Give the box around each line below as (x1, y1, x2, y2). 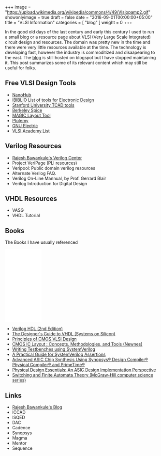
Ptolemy (12, 117, 29, 123)
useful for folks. (5, 65, 36, 71)
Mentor (12, 440, 27, 446)
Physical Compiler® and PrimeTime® (12, 362, 85, 368)
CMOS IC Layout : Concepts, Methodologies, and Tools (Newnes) (12, 341, 143, 347)
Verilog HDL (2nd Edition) (12, 326, 63, 331)
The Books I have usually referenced (5, 239, 78, 245)
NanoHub (12, 92, 31, 97)
